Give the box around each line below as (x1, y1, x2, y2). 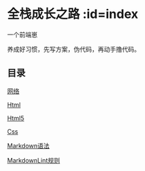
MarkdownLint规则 (7, 156, 60, 164)
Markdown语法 (7, 141, 50, 150)
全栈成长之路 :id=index (7, 6, 139, 22)
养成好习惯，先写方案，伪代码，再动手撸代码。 (7, 45, 140, 53)
